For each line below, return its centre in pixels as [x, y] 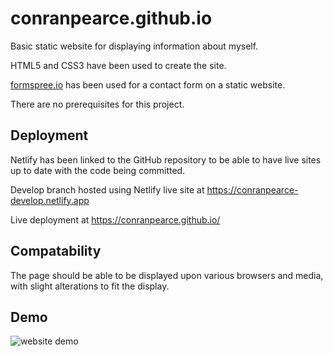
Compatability [56, 251]
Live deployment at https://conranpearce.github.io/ [115, 219]
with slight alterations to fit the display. [90, 286]
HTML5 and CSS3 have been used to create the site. [118, 65]
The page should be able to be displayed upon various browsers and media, [167, 275]
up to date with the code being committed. [98, 170]
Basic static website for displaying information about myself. [134, 46]
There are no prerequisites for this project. [97, 104]
